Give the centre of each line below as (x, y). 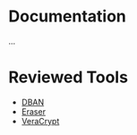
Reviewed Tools (68, 77)
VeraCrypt (40, 121)
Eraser (34, 111)
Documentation (68, 17)
